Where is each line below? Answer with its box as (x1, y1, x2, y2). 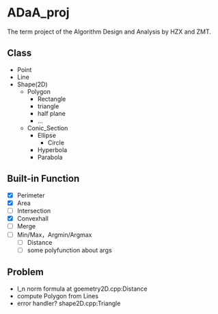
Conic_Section (27, 123, 68, 132)
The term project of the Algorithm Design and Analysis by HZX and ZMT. (7, 27, 212, 36)
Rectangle (37, 95, 66, 103)
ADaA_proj (7, 5, 70, 21)
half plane (37, 109, 66, 117)
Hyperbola (37, 145, 68, 154)
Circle (47, 138, 65, 147)
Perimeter (16, 191, 45, 200)
